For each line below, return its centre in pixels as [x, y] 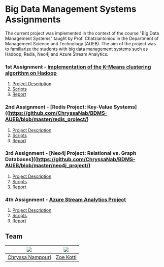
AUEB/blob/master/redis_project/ [46, 119]
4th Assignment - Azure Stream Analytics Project [66, 200]
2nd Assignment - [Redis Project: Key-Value [59, 107]
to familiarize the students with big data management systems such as [77, 49]
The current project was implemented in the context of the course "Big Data [82, 33]
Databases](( [21, 160]
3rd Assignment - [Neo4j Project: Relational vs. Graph [71, 153]
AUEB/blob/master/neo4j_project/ [47, 166]
